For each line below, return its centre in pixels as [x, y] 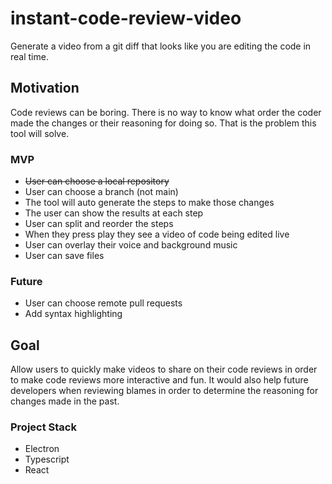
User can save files [64, 256]
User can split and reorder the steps [99, 224]
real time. [29, 56]
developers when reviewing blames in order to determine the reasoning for [164, 391]
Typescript [47, 459]
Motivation [45, 88]
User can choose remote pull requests [103, 303]
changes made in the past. [65, 401]
